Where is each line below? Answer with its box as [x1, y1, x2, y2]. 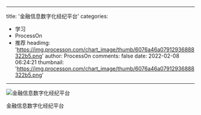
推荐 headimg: [14, 40, 51, 46]
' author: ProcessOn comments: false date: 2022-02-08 [41, 52, 179, 59]
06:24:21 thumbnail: [14, 59, 64, 66]
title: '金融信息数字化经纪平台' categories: [6, 13, 109, 20]
